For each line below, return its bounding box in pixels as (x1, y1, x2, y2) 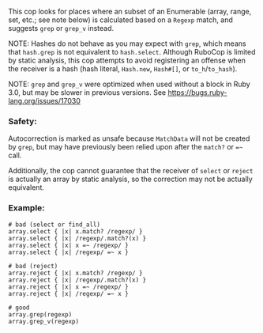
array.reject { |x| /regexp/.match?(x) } (8, 276, 147, 284)
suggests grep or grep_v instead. (8, 24, 115, 32)
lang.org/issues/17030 (8, 96, 81, 105)
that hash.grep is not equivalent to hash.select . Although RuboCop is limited (8, 47, 256, 56)
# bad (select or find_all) (8, 221, 101, 229)
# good (8, 304, 30, 312)
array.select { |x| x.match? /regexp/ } (8, 227, 144, 236)
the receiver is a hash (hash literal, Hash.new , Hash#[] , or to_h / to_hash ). (8, 64, 238, 74)
